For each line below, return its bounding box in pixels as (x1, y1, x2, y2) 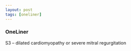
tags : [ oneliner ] (5, 12, 42, 17)
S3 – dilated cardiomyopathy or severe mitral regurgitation (5, 39, 126, 45)
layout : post (5, 7, 33, 12)
